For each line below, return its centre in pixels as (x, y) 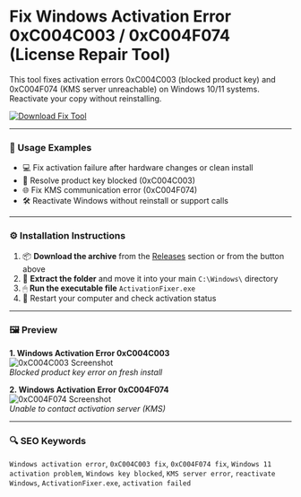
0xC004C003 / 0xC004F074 (120, 35)
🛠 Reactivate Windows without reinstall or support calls (125, 201)
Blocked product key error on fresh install (86, 372)
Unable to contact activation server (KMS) (87, 408)
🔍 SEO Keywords (48, 440)
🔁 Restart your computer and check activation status (119, 298)
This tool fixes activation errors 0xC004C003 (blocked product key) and (142, 79)
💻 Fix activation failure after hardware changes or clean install (138, 168)
